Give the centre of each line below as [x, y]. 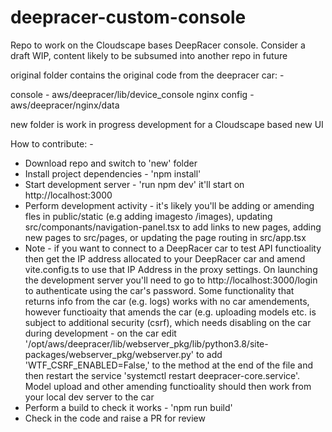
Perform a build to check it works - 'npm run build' [128, 407]
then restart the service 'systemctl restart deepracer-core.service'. [162, 375]
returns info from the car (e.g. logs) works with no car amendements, [167, 301]
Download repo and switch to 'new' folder [111, 163]
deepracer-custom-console [128, 17]
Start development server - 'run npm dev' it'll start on [134, 184]
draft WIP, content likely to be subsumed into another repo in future [149, 55]
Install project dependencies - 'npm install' [113, 173]
